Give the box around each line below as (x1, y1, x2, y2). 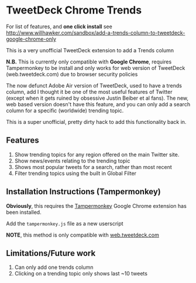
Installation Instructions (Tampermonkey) (6, 187, 161, 197)
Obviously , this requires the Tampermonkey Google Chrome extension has (6, 202, 187, 209)
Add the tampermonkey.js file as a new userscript (6, 220, 124, 227)
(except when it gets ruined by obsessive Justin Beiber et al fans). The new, (6, 95, 189, 102)
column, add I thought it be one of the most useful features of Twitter (6, 88, 173, 95)
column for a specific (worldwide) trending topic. (6, 107, 124, 114)
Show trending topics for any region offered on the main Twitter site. (14, 151, 180, 158)
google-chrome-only (6, 35, 57, 42)
